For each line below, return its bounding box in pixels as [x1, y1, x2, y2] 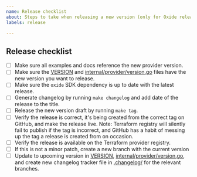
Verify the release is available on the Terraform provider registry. [14, 139, 171, 146]
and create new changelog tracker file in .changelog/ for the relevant [14, 159, 181, 166]
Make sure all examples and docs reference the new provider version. [14, 62, 184, 69]
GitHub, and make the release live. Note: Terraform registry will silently [14, 120, 186, 127]
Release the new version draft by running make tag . [14, 107, 138, 114]
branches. [14, 165, 39, 172]
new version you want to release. [14, 75, 95, 82]
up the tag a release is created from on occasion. [14, 132, 134, 139]
